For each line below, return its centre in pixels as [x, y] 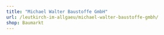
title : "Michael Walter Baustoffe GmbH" [57, 12]
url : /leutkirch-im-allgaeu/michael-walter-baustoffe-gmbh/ [83, 17]
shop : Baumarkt [25, 23]
